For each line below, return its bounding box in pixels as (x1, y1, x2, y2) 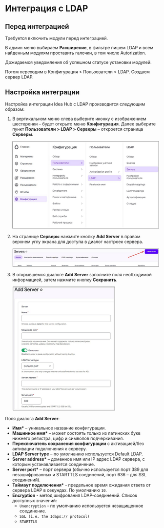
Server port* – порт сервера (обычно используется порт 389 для (12, 467, 148, 472)
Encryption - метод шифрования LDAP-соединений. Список (12, 492, 138, 498)
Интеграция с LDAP (5, 3, 88, 14)
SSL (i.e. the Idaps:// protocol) (19, 514, 90, 519)
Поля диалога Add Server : (5, 416, 60, 422)
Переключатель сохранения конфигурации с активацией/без (12, 441, 144, 447)
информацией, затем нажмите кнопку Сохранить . (12, 277, 118, 283)
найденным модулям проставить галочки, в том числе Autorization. (5, 50, 146, 56)
